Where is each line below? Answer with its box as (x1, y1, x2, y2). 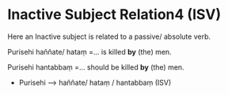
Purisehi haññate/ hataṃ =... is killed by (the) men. (7, 47, 172, 56)
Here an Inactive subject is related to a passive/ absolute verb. (7, 32, 211, 41)
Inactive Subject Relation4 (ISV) (7, 6, 222, 24)
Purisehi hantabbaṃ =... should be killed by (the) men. (7, 62, 184, 72)
